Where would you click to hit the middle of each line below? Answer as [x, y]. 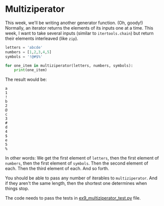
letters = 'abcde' [24, 47]
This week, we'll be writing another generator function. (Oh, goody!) [74, 23]
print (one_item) [31, 70]
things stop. [17, 189]
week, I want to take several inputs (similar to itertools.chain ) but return [79, 33]
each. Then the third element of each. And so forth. [57, 169]
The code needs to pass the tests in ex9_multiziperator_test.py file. [73, 198]
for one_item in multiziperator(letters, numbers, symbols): [69, 66]
